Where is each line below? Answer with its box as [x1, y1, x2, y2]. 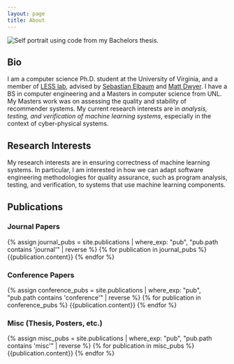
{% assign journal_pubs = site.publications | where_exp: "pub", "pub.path [7, 237, 219, 246]
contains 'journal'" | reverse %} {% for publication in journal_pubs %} [7, 245, 207, 253]
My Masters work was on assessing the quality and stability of [7, 97, 187, 106]
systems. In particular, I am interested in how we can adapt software [7, 166, 204, 174]
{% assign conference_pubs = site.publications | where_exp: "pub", [7, 286, 201, 295]
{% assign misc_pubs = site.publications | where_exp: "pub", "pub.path [7, 334, 212, 343]
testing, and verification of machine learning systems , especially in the [7, 112, 212, 120]
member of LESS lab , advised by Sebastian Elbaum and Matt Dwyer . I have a [7, 82, 228, 91]
